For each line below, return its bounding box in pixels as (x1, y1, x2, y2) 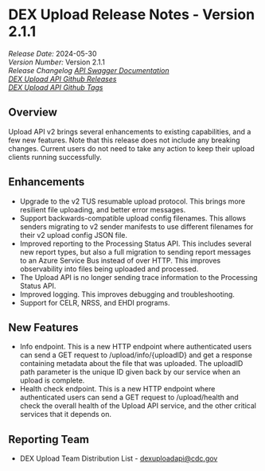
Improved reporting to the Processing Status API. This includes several (19, 239, 252, 248)
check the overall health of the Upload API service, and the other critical (19, 401, 257, 411)
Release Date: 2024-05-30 (8, 49, 97, 58)
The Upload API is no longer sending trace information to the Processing (19, 272, 258, 282)
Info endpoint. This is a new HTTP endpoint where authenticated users (19, 342, 252, 352)
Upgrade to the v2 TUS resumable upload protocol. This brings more (19, 197, 245, 206)
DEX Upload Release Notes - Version (8, 6, 255, 24)
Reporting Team (8, 432, 90, 446)
